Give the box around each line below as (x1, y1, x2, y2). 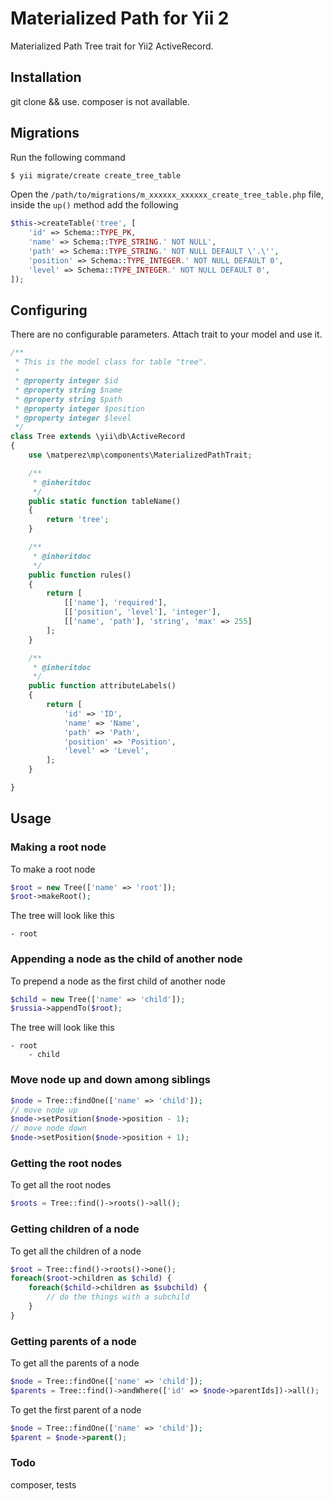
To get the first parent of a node (10, 1403, 142, 1416)
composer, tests (10, 1478, 77, 1491)
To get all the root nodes (10, 1179, 112, 1191)
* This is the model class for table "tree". (14, 357, 208, 367)
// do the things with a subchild (46, 1292, 190, 1302)
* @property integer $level (14, 413, 132, 423)
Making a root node (10, 840, 107, 854)
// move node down (10, 1123, 87, 1134)
